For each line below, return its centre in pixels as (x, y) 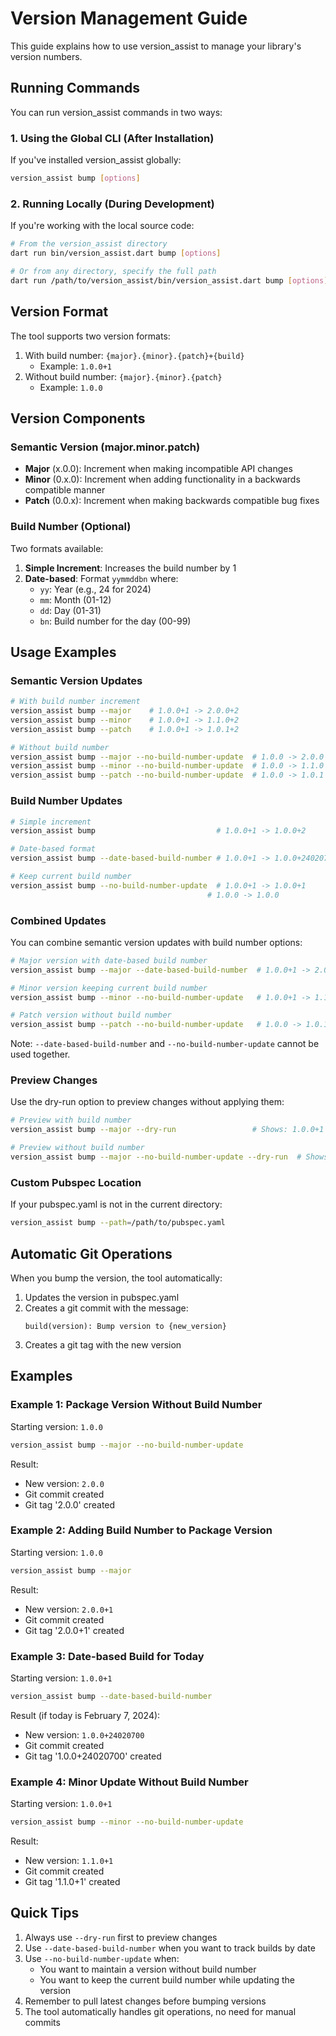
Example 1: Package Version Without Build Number (136, 1405)
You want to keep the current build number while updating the (167, 1979)
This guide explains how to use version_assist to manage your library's (156, 46)
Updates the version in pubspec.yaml (102, 1297)
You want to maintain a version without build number (148, 1969)
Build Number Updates (66, 801)
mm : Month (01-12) (75, 599)
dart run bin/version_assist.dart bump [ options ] (116, 253)
